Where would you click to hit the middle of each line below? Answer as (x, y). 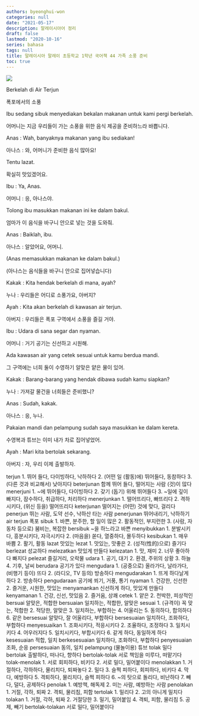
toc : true (18, 61)
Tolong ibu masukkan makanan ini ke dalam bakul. (68, 210)
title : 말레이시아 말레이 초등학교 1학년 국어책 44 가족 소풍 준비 (77, 56)
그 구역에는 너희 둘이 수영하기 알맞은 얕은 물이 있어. (65, 367)
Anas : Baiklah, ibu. (29, 234)
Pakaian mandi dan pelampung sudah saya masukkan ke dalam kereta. (93, 427)
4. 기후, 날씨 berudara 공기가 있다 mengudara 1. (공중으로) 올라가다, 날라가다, (97, 566)
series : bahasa (25, 45)
